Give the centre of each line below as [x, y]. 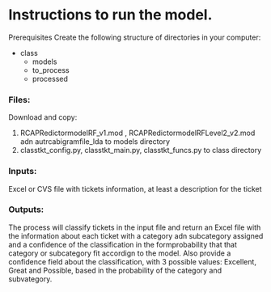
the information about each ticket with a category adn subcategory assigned [136, 235]
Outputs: [26, 209]
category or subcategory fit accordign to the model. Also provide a [120, 253]
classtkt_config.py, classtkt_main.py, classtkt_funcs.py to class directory [141, 150]
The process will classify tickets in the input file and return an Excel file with [135, 227]
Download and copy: [43, 117]
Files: [19, 99]
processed [50, 78]
